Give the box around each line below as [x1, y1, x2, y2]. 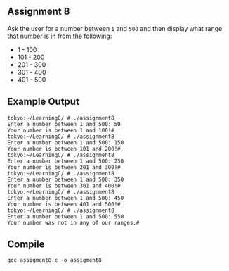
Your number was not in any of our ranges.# [7, 219, 140, 226]
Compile [7, 239, 45, 251]
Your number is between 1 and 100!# [7, 127, 115, 134]
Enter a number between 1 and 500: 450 [7, 194, 124, 201]
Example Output [7, 96, 79, 108]
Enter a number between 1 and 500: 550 [7, 213, 124, 220]
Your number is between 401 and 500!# [7, 201, 121, 208]
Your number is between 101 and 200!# [7, 145, 121, 152]
